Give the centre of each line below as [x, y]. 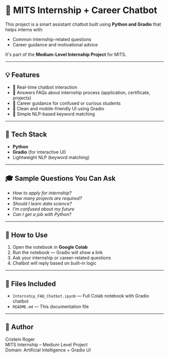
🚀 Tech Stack [26, 135]
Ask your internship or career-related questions [62, 258]
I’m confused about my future [43, 209]
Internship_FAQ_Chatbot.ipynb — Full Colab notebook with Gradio [81, 296]
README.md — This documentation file [51, 306]
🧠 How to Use [26, 235]
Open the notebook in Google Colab [50, 247]
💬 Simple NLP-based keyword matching [54, 114]
